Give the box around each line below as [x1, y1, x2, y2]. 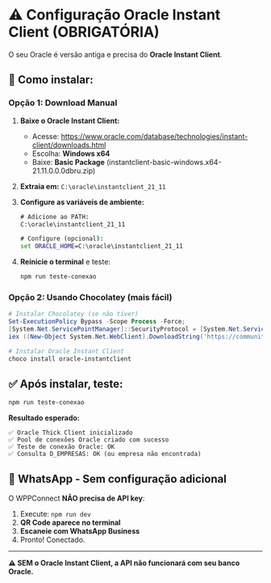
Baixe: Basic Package [31, 157, 105, 167]
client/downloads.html [31, 140, 106, 150]
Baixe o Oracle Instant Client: [19, 116, 120, 125]
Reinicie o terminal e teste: [19, 257, 111, 267]
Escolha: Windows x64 [31, 148, 110, 158]
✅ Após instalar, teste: [8, 377, 123, 391]
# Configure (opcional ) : [19, 234, 104, 243]
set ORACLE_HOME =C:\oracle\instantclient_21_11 [19, 243, 183, 251]
